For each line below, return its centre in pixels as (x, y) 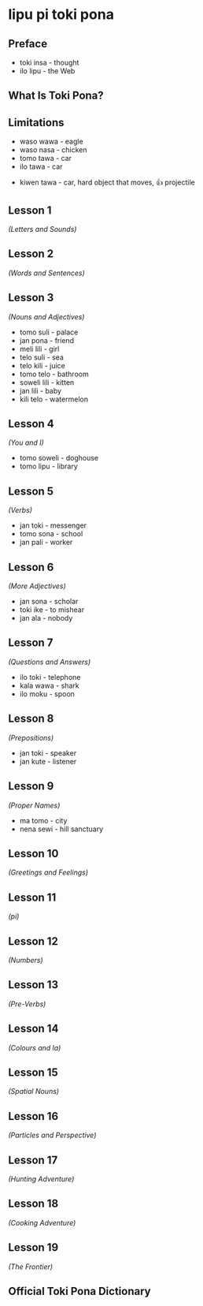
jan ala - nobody (46, 618)
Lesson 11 (32, 897)
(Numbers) (26, 960)
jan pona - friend (47, 340)
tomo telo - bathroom (54, 374)
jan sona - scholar (49, 602)
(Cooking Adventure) (42, 1222)
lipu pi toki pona (61, 15)
